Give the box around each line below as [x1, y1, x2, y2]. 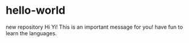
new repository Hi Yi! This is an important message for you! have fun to [5, 23, 183, 30]
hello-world [5, 4, 66, 17]
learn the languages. [5, 29, 57, 36]
